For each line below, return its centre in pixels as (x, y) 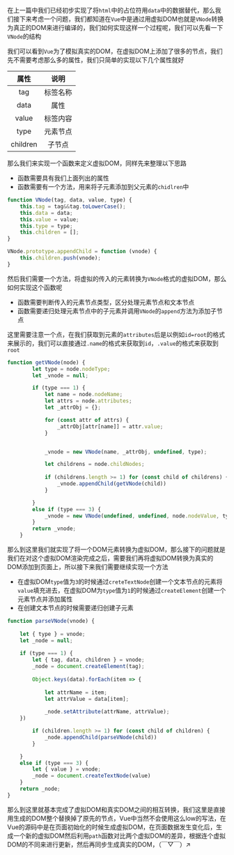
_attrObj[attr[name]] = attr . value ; (110, 426)
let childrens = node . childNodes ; (94, 464)
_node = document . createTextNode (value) (92, 776)
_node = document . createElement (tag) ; (88, 667)
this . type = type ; (46, 226)
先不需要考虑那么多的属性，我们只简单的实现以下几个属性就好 (96, 60)
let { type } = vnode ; (53, 634)
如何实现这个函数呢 (35, 287)
